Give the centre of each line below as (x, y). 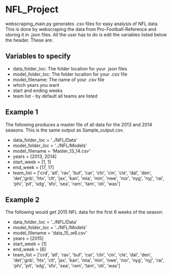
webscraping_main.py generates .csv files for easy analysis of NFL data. (82, 24)
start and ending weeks (38, 90)
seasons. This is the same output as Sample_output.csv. (65, 130)
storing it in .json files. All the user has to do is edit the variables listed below (86, 34)
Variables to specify (38, 56)
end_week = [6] (29, 249)
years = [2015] (28, 239)
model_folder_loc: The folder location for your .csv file (70, 74)
